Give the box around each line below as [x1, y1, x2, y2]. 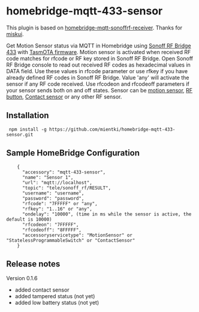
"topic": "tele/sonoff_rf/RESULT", [22, 185, 111, 191]
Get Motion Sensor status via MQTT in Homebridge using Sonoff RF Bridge [6, 42, 191, 49]
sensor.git [6, 131, 34, 137]
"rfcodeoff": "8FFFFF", [22, 227, 82, 233]
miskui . [6, 30, 24, 37]
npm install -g [8, 126, 47, 133]
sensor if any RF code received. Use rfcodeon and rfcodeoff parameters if [6, 80, 190, 88]
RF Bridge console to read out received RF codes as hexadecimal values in [6, 61, 191, 68]
